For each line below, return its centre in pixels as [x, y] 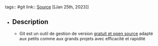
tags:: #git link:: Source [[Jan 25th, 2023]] [47, 7]
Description [30, 22]
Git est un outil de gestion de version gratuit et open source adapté [86, 34]
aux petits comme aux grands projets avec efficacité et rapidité [82, 38]
